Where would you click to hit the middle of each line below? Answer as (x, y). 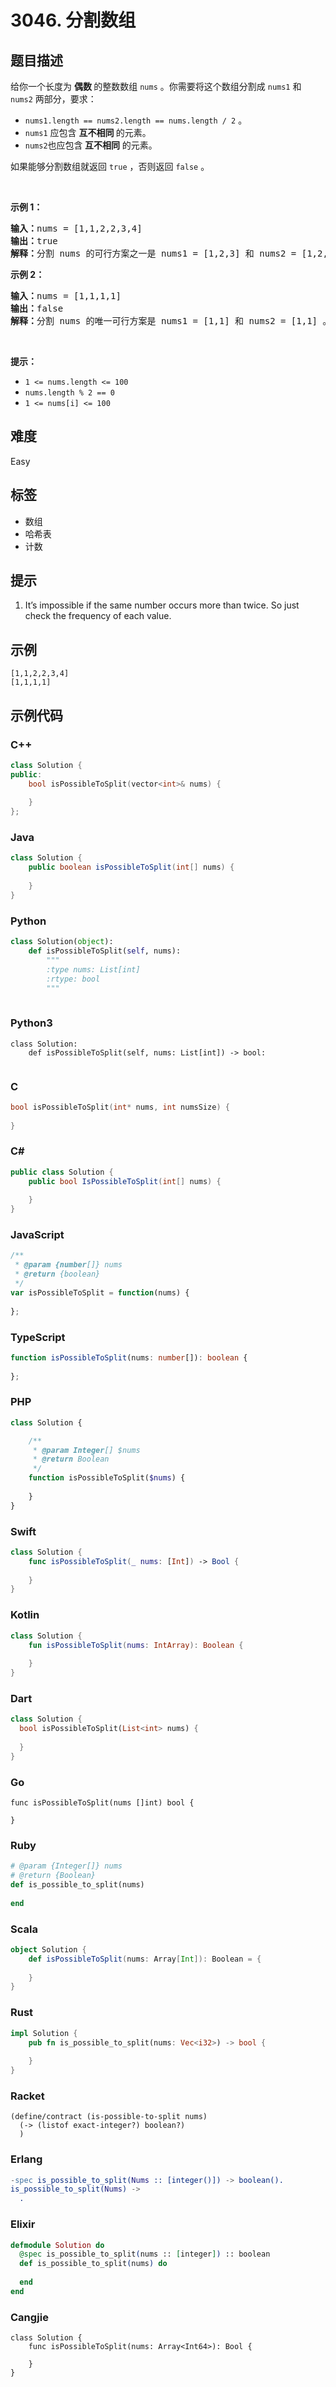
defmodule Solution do (57, 2245)
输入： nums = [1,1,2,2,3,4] (76, 228)
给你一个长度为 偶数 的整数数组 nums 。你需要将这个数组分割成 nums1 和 (156, 86)
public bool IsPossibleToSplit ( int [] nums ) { (125, 1181)
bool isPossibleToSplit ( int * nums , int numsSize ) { (120, 1107)
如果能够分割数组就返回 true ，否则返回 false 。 (110, 166)
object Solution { (48, 1949)
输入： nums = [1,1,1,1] (66, 296)
